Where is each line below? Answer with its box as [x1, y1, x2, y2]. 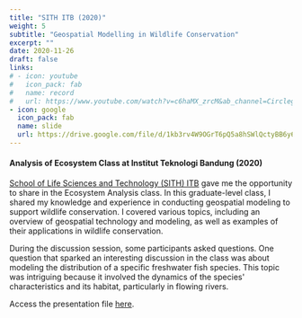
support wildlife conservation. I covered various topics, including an [9, 207, 261, 217]
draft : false [9, 55, 58, 64]
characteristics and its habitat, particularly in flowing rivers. [9, 281, 229, 292]
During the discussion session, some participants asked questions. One [9, 243, 274, 254]
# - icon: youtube [9, 72, 78, 81]
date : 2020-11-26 [9, 47, 75, 56]
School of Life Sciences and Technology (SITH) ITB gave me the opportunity [9, 178, 293, 189]
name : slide [17, 122, 63, 131]
